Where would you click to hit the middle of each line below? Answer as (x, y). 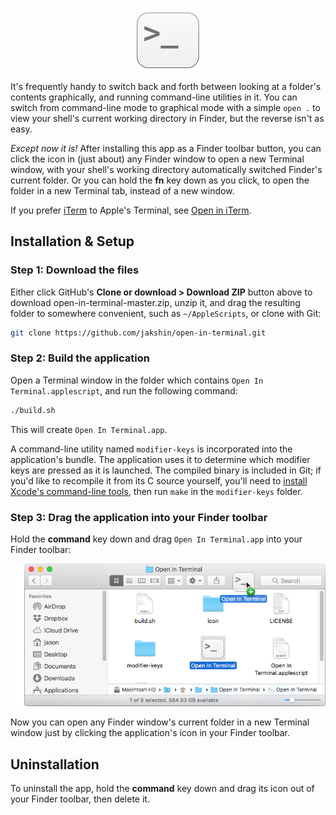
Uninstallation (55, 764)
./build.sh (33, 410)
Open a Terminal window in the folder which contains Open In (137, 380)
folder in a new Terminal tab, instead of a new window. (122, 191)
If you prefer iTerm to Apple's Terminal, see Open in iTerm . (131, 210)
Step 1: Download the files (75, 270)
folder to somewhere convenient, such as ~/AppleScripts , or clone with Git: (166, 313)
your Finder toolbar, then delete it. (80, 799)
